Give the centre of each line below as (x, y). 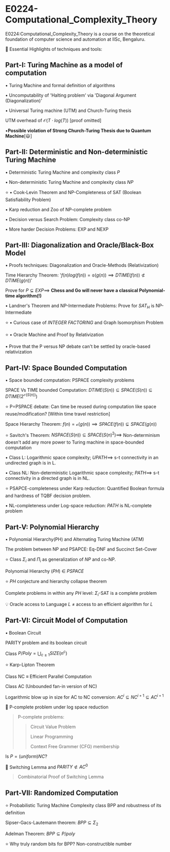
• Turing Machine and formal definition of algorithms (60, 85)
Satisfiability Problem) (28, 200)
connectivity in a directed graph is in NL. (47, 478)
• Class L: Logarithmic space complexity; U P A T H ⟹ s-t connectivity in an (82, 458)
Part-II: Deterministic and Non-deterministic (77, 152)
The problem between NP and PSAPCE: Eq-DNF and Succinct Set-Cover (81, 549)
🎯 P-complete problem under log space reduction (57, 707)
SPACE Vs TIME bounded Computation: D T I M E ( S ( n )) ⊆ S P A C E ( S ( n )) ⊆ (79, 390)
